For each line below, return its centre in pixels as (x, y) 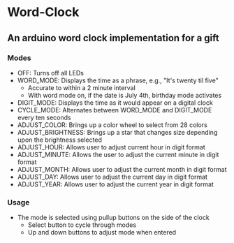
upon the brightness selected (60, 140)
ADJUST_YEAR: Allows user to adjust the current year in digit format (116, 184)
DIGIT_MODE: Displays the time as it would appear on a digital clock (115, 103)
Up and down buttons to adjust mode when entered (102, 233)
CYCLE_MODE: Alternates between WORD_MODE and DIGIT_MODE (115, 110)
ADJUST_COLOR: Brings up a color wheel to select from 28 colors (112, 125)
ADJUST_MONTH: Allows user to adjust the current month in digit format (122, 169)
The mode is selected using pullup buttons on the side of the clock (113, 218)
